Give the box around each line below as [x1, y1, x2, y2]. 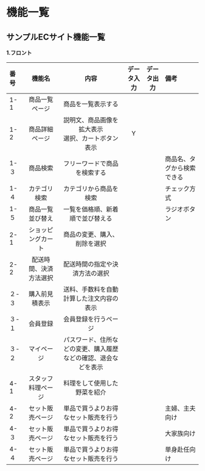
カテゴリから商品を [63, 184, 119, 193]
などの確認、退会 [63, 354, 113, 362]
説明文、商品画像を [63, 116, 119, 124]
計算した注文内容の [63, 294, 119, 303]
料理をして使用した [63, 379, 119, 387]
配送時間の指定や [63, 260, 113, 268]
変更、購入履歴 [75, 345, 119, 353]
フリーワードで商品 [63, 159, 119, 168]
